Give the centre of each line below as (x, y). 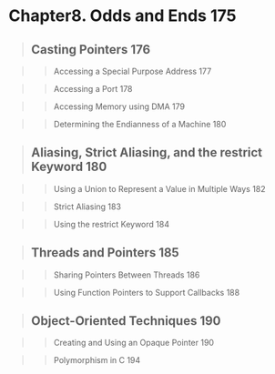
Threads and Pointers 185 (105, 253)
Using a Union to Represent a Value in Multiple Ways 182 (159, 188)
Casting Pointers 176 (91, 50)
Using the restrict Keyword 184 (112, 224)
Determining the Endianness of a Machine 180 (140, 124)
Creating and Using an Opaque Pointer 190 (134, 343)
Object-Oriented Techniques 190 (126, 321)
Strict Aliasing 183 (87, 207)
